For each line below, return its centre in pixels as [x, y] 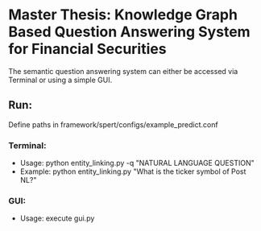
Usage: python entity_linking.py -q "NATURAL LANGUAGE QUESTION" [137, 163]
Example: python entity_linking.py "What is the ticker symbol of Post [133, 171]
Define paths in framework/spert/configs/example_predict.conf [114, 124]
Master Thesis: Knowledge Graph [123, 15]
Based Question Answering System [130, 32]
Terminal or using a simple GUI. [60, 80]
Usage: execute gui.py [57, 218]
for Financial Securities [87, 49]
